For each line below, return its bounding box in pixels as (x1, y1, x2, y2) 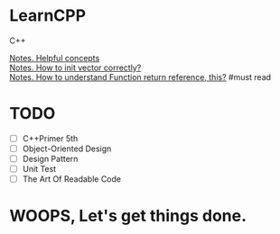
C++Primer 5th (22, 132, 79, 144)
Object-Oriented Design (22, 143, 112, 154)
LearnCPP (9, 5, 87, 26)
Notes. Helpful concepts (9, 52, 100, 63)
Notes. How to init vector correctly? (9, 62, 142, 73)
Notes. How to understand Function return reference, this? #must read (9, 71, 272, 82)
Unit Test (22, 164, 57, 175)
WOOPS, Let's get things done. (9, 206, 247, 226)
